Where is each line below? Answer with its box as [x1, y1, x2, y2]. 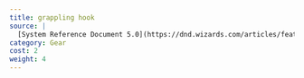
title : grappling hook [9, 13, 95, 22]
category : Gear [9, 38, 67, 48]
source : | [9, 22, 47, 30]
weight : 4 [9, 55, 47, 64]
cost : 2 [9, 47, 39, 56]
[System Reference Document [17, 30, 124, 39]
